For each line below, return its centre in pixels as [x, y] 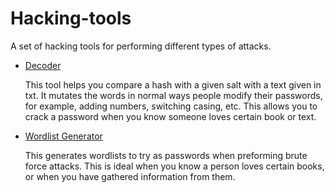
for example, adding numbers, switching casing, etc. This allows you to [171, 106]
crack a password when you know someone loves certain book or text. [170, 116]
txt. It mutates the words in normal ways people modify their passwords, [173, 95]
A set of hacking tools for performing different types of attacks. [141, 46]
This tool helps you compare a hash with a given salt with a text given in [173, 84]
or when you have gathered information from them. [130, 176]
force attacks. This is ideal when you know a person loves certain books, [174, 166]
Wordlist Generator [63, 136]
